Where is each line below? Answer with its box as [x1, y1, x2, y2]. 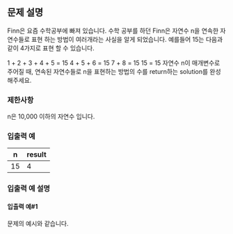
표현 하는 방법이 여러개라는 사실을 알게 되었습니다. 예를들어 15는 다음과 [31, 35, 223, 43]
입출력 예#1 [7, 202, 38, 210]
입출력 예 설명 [7, 184, 51, 194]
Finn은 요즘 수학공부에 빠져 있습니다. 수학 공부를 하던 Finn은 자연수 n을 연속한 [7, 26, 219, 35]
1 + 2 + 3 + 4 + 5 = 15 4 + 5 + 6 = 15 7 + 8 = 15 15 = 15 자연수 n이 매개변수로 [7, 58, 220, 67]
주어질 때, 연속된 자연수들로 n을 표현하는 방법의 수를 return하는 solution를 [7, 67, 209, 75]
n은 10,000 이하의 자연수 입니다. [7, 112, 95, 120]
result [26, 150, 47, 159]
